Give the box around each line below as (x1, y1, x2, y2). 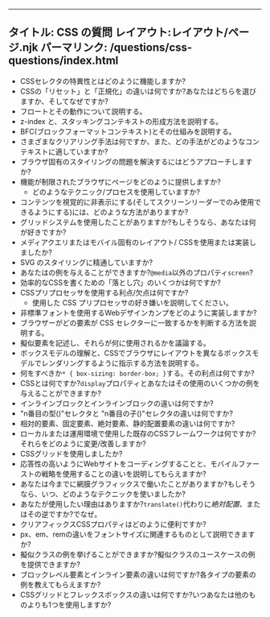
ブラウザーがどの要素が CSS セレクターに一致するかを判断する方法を (19, 317, 250, 327)
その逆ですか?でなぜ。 (27, 509, 102, 519)
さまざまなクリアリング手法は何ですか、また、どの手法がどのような (19, 136, 246, 146)
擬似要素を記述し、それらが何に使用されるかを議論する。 (19, 337, 211, 347)
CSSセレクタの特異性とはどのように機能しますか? (19, 76, 186, 85)
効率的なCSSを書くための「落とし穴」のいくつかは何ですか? (19, 277, 221, 287)
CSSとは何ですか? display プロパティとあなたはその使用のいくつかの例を (19, 378, 260, 387)
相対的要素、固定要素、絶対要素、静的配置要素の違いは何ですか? (19, 418, 235, 428)
